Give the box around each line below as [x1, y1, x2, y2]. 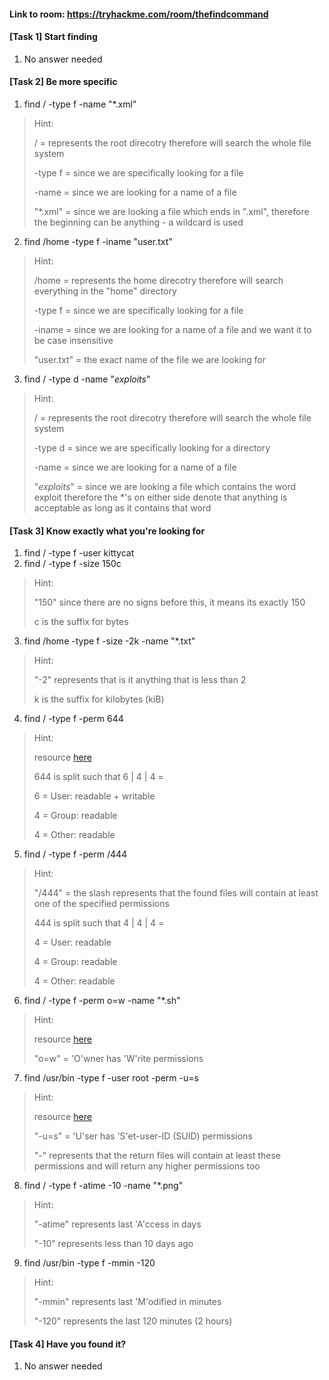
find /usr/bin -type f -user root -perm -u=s [23, 1072, 199, 1084]
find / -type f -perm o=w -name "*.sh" [23, 995, 181, 1007]
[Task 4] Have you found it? [9, 1338, 127, 1350]
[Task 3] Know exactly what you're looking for [9, 525, 206, 537]
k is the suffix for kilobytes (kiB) [33, 693, 165, 705]
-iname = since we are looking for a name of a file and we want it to [33, 324, 312, 335]
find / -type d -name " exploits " [23, 373, 151, 385]
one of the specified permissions [33, 898, 170, 910]
